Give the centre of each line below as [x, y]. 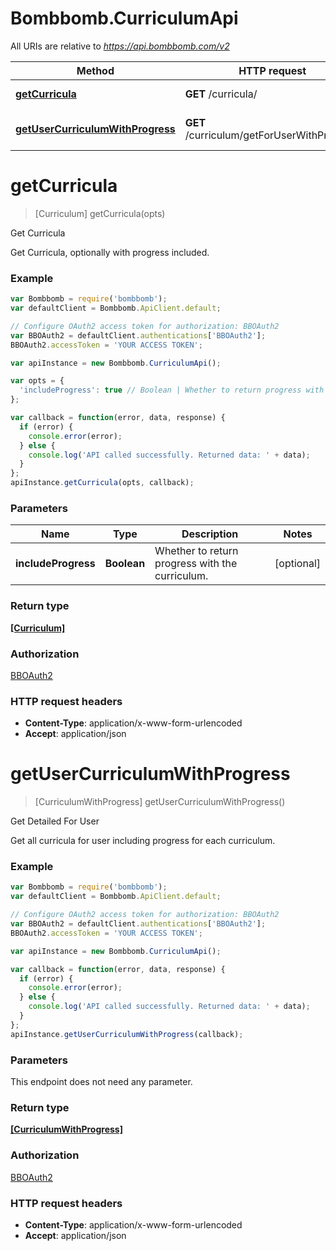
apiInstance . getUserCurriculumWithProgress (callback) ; [127, 1034]
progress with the [196, 564]
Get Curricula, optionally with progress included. [110, 252]
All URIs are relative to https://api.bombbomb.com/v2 [120, 46]
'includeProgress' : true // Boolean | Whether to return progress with [172, 390]
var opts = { [37, 381]
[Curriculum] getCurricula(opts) [100, 213]
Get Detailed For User [55, 821]
